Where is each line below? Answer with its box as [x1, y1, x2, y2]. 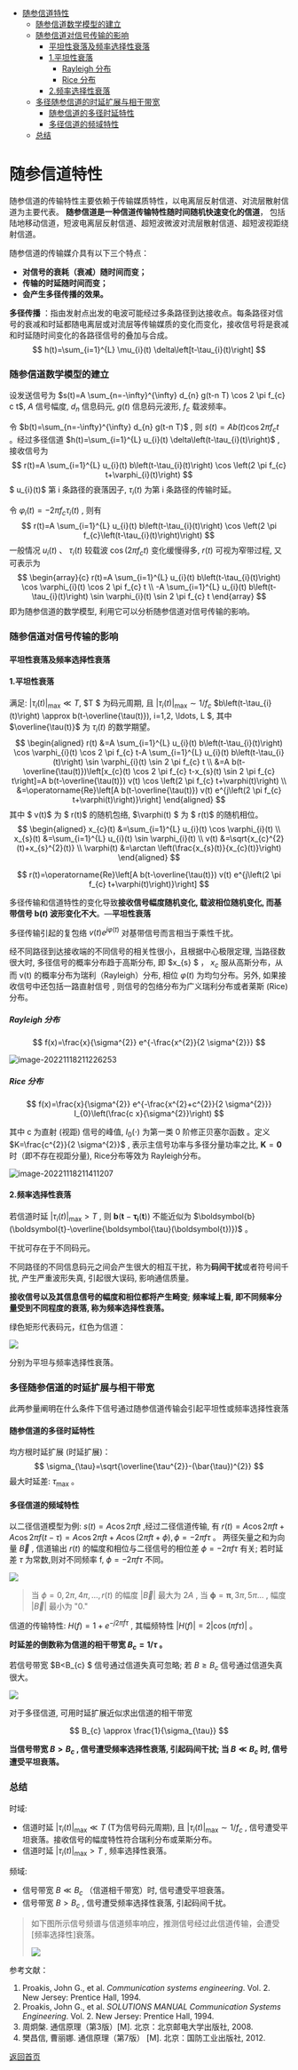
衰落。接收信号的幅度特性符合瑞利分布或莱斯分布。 [29, 1834, 217, 1845]
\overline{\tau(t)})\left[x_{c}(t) [22, 765, 131, 776]
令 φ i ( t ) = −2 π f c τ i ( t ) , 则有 [9, 505, 102, 517]
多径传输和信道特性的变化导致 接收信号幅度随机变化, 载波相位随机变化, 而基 [9, 897, 282, 907]
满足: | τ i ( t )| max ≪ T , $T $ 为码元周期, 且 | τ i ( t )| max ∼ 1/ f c [9, 697, 212, 710]
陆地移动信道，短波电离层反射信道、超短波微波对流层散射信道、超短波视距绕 [9, 217, 289, 228]
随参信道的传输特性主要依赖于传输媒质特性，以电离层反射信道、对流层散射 [9, 195, 281, 206]
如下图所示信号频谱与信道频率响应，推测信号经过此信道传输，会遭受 [30, 1918, 280, 1929]
